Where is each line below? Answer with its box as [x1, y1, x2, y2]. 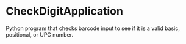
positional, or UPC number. [5, 31, 74, 38]
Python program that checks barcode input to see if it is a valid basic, [5, 24, 181, 32]
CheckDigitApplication [5, 4, 123, 18]
